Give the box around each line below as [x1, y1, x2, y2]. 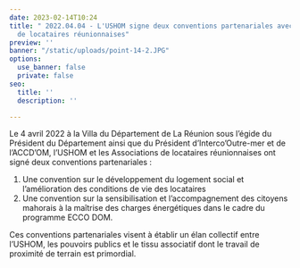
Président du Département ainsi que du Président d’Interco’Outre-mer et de [9, 138, 286, 148]
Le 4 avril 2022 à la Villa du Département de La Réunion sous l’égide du [9, 129, 272, 139]
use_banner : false [17, 63, 87, 72]
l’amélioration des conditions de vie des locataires [21, 184, 207, 195]
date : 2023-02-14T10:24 [9, 13, 98, 22]
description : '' [17, 96, 78, 105]
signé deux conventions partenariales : [9, 157, 153, 168]
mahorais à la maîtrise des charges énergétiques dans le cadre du [21, 203, 265, 214]
